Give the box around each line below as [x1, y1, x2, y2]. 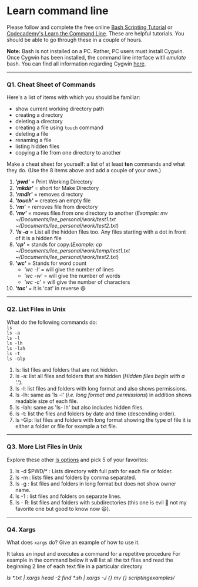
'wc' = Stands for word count [15, 260, 87, 267]
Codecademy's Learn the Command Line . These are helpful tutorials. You [6, 29, 184, 37]
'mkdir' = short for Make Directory [15, 185, 99, 192]
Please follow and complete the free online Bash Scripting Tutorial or [6, 24, 173, 31]
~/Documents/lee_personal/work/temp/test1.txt [15, 247, 130, 254]
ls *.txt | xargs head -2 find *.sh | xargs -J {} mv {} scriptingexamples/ [6, 574, 175, 582]
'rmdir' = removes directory [15, 191, 83, 198]
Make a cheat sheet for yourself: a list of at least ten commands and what [6, 160, 185, 168]
